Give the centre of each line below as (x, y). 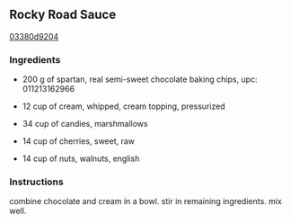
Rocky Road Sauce (63, 15)
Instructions (37, 182)
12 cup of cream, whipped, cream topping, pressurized (124, 106)
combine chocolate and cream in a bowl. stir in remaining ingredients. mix (146, 201)
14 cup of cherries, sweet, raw (79, 141)
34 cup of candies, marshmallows (85, 124)
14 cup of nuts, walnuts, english (81, 159)
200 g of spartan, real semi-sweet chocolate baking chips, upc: (140, 79)
